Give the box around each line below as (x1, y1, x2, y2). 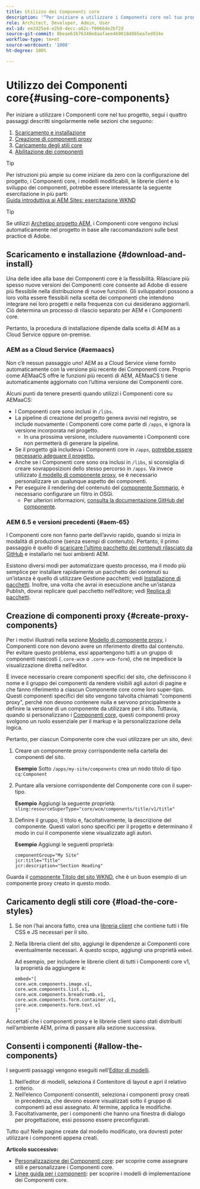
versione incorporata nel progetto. (14, 426, 99, 434)
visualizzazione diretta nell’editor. (6, 661, 88, 669)
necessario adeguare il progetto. (14, 452, 95, 459)
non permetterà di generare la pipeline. (23, 440, 120, 447)
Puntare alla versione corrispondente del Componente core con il (14, 782, 175, 789)
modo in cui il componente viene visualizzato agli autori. (14, 829, 153, 836)
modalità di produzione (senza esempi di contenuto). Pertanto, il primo (6, 538, 179, 545)
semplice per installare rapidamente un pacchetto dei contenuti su (6, 569, 168, 576)
